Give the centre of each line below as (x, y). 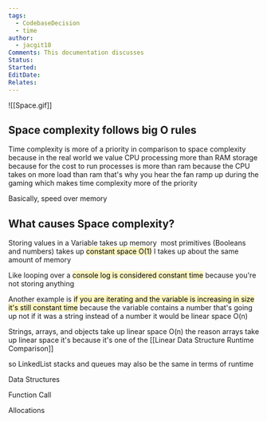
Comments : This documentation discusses (77, 53)
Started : (23, 68)
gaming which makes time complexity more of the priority (103, 183)
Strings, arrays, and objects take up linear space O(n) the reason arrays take (134, 332)
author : (21, 38)
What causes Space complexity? (92, 224)
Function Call (30, 395)
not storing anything (41, 284)
